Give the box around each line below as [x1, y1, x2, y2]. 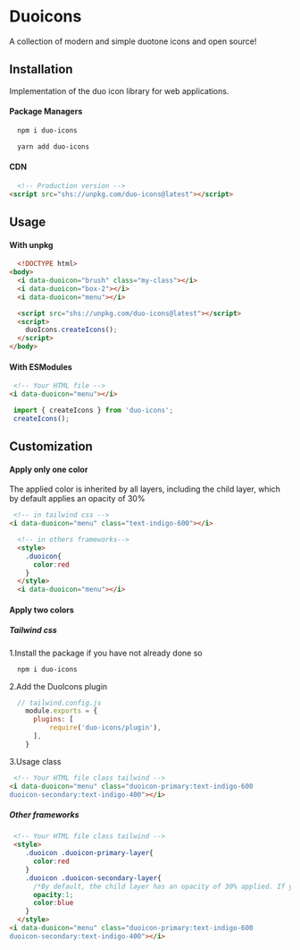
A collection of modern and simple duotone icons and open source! [9, 36, 257, 47]
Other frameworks [9, 809, 79, 820]
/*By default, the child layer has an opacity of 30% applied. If [32, 882, 286, 891]
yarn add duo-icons [17, 141, 90, 151]
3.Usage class [9, 756, 62, 766]
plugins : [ [32, 715, 74, 724]
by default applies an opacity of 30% [9, 493, 146, 504]
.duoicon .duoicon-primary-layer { [25, 849, 154, 858]
